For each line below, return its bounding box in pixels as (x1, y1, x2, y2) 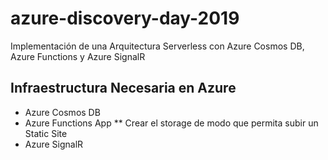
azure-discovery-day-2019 (10, 7, 240, 30)
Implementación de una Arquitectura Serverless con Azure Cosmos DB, (10, 40, 305, 52)
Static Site (24, 127, 68, 139)
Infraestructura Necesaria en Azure (10, 80, 237, 97)
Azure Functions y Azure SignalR (10, 50, 146, 62)
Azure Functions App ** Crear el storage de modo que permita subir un (24, 117, 319, 129)
